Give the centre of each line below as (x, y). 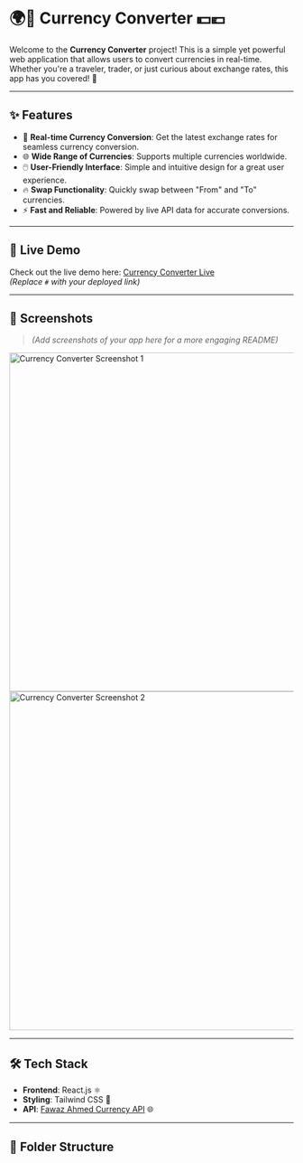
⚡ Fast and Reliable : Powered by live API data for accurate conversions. (156, 210)
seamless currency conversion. (81, 146)
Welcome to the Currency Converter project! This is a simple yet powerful (147, 49)
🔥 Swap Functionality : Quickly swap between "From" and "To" (139, 189)
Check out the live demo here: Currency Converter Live (112, 272)
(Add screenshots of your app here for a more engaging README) (155, 340)
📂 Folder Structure (62, 1146)
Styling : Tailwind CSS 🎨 (66, 1100)
